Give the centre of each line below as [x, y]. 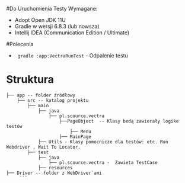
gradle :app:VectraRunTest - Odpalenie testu [73, 55]
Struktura [30, 80]
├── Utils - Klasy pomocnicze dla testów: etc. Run [103, 142]
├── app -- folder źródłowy [41, 95]
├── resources [55, 168]
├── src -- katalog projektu [53, 100]
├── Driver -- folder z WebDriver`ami [54, 173]
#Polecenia [20, 44]
